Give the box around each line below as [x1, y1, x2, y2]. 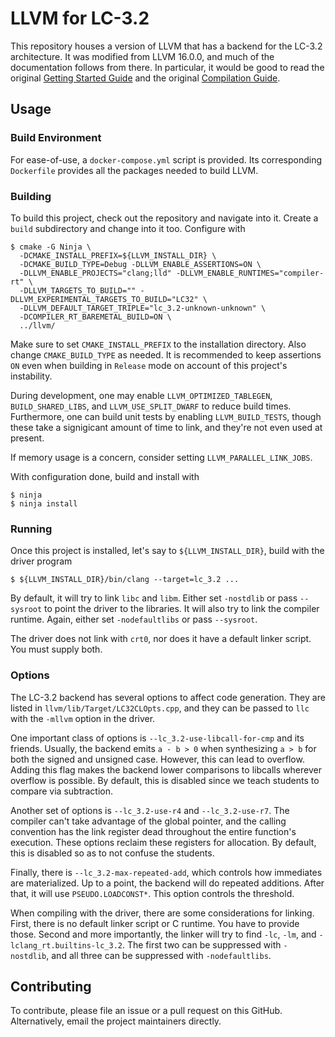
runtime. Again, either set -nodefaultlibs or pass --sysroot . [10, 613, 258, 626]
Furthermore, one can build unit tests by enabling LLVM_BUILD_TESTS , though [10, 410, 322, 422]
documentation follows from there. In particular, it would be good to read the [10, 61, 325, 73]
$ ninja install [10, 498, 78, 509]
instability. [10, 370, 53, 382]
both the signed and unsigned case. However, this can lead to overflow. [10, 753, 305, 765]
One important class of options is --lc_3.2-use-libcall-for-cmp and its [10, 732, 305, 744]
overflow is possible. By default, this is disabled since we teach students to [10, 774, 320, 786]
